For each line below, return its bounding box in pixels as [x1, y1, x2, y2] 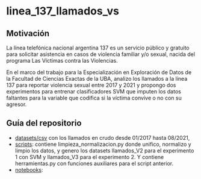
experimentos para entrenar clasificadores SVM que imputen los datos [6, 88, 182, 95]
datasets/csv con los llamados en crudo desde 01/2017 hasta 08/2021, [14, 134, 190, 141]
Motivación [6, 28, 50, 39]
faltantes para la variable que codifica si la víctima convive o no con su [6, 95, 182, 101]
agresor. [6, 101, 27, 108]
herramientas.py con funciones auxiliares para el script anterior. [14, 160, 173, 167]
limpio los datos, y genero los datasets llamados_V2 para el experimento [14, 146, 194, 154]
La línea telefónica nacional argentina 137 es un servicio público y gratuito [6, 44, 190, 51]
